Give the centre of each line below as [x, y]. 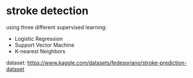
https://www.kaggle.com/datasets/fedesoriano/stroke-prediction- [107, 63]
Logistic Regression [39, 38]
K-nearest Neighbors [40, 51]
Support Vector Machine [45, 45]
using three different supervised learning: [57, 27]
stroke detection [47, 11]
